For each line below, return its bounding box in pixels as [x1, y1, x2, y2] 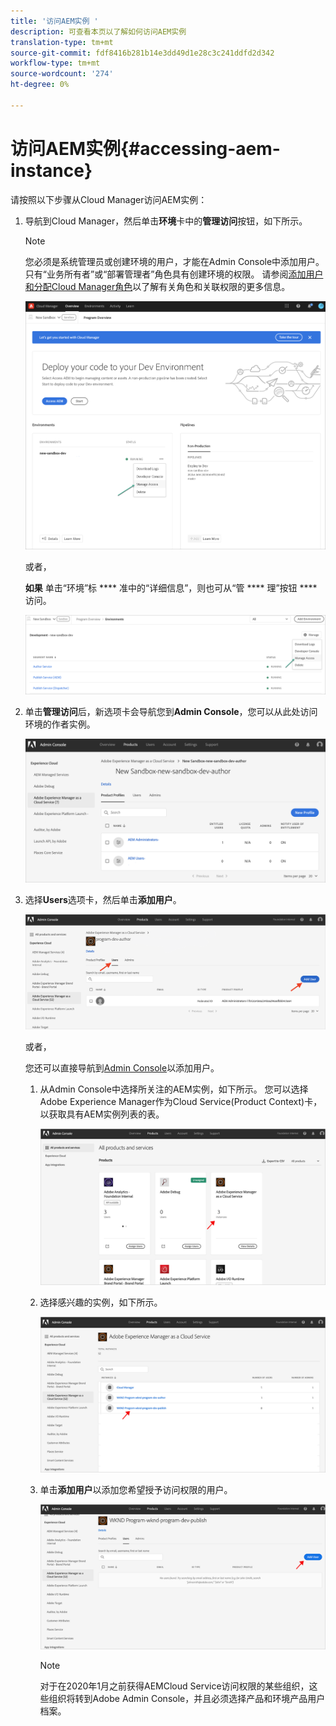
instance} [10, 159, 93, 182]
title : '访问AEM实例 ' [10, 16, 99, 26]
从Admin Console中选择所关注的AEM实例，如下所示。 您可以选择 [39, 1083, 309, 1095]
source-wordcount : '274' [10, 69, 114, 79]
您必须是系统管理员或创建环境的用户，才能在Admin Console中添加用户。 [24, 255, 325, 267]
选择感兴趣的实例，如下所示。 [39, 1296, 163, 1308]
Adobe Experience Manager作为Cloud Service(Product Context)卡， [39, 1096, 323, 1108]
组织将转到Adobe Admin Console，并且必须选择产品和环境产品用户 [48, 1693, 326, 1705]
